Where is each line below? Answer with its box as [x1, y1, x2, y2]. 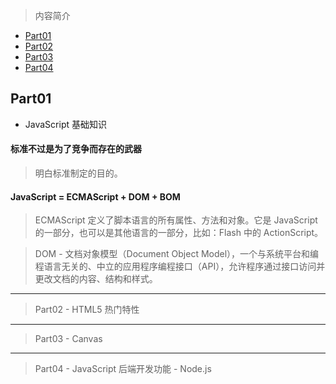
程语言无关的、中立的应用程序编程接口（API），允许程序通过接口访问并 [34, 260, 326, 273]
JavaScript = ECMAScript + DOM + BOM [10, 190, 181, 203]
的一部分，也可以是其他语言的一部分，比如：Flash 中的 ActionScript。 [34, 227, 324, 239]
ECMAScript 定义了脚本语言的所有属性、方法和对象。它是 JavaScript [34, 214, 318, 226]
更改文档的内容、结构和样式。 [34, 273, 158, 285]
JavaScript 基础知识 [24, 118, 107, 130]
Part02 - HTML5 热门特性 [34, 304, 140, 316]
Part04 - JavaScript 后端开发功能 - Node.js [34, 363, 212, 375]
